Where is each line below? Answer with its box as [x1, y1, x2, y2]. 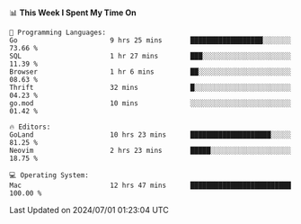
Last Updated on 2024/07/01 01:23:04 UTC [9, 205, 169, 215]
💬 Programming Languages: [9, 28, 106, 37]
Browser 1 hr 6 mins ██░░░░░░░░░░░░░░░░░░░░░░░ [9, 67, 292, 76]
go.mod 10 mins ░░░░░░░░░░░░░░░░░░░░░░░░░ [9, 99, 292, 108]
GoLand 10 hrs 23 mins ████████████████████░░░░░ [9, 130, 292, 139]
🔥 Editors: [9, 122, 51, 131]
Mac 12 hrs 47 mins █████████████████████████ [9, 181, 292, 190]
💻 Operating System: [9, 171, 90, 180]
